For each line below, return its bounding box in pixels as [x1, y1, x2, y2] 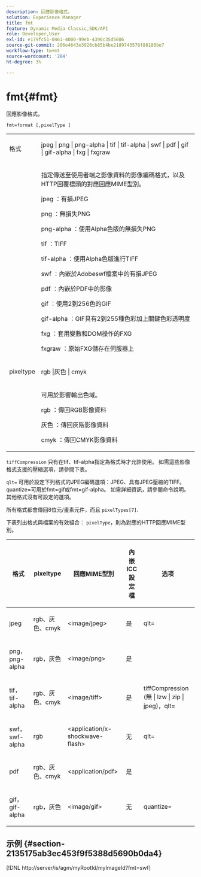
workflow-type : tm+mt [6, 48, 60, 54]
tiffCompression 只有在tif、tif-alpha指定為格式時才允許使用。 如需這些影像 [6, 459, 190, 466]
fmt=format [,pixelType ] [6, 122, 71, 129]
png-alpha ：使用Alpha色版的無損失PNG [41, 225, 156, 233]
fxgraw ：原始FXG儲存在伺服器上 [41, 345, 135, 353]
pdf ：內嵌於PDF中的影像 [41, 285, 112, 293]
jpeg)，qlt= [143, 702, 175, 710]
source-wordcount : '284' [6, 53, 68, 59]
